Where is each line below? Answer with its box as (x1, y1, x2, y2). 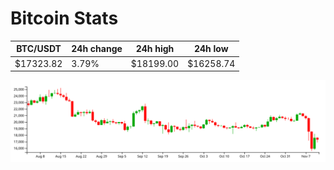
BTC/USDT (16, 43, 62, 55)
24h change (71, 43, 123, 55)
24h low (193, 43, 229, 55)
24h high (135, 43, 175, 55)
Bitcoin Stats (10, 7, 119, 30)
